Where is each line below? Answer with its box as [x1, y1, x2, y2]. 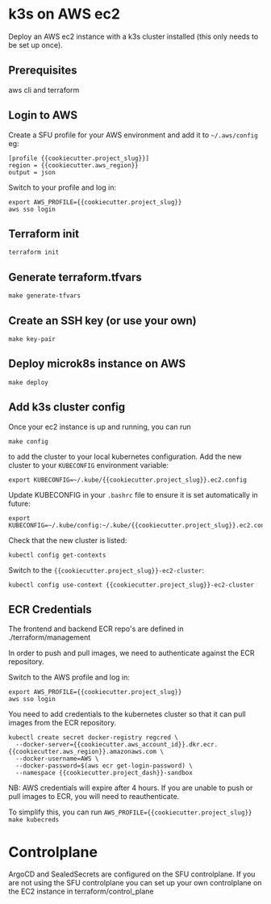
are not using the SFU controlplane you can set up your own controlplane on [8, 878, 262, 888]
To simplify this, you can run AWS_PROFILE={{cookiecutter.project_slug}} [8, 807, 252, 817]
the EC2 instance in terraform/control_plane [8, 886, 154, 897]
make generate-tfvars [8, 292, 81, 300]
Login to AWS [8, 108, 78, 122]
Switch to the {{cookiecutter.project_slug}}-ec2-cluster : [8, 565, 204, 574]
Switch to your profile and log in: [8, 183, 117, 192]
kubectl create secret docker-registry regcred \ [8, 734, 179, 742]
